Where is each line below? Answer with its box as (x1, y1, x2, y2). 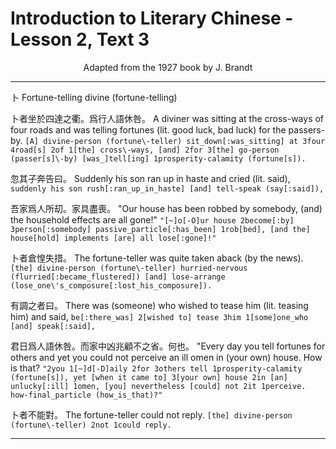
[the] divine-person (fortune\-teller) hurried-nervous (10, 263, 248, 273)
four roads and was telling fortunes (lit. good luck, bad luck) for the (10, 123, 287, 136)
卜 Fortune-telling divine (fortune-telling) (10, 91, 178, 103)
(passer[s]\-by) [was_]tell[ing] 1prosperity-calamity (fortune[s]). (10, 153, 307, 164)
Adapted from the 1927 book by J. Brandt (83, 61, 253, 73)
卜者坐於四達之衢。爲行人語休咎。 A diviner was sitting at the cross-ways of (10, 112, 325, 124)
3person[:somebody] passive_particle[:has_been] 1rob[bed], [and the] (10, 224, 311, 234)
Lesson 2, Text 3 (10, 28, 150, 51)
